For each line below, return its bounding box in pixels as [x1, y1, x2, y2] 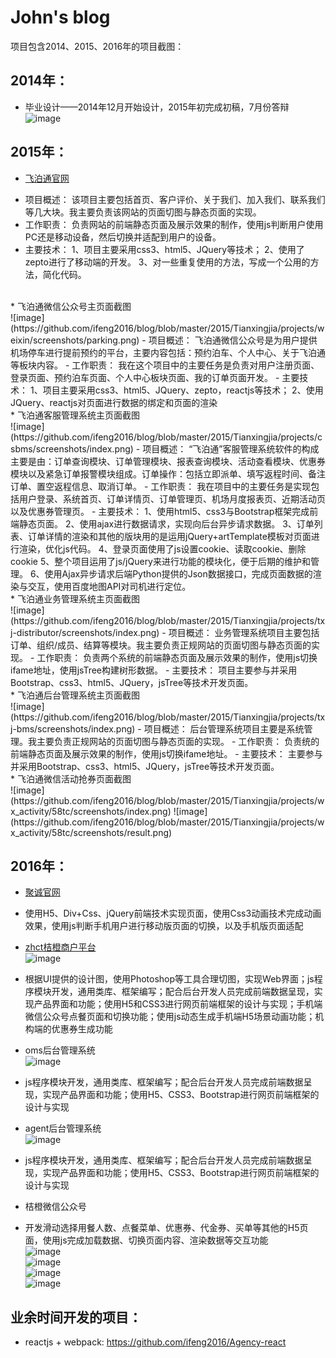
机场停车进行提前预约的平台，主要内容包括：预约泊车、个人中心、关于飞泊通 [10, 346, 326, 358]
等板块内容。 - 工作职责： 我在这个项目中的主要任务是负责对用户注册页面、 [10, 359, 320, 371]
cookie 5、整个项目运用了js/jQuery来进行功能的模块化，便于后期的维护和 [10, 555, 311, 567]
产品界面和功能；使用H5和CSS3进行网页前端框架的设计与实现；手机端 [33, 998, 323, 1010]
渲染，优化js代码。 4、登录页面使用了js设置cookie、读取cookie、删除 [18, 542, 307, 555]
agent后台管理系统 [24, 1122, 102, 1135]
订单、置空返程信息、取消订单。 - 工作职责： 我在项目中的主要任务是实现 [10, 480, 312, 492]
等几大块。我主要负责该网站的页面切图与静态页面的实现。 [24, 206, 262, 218]
